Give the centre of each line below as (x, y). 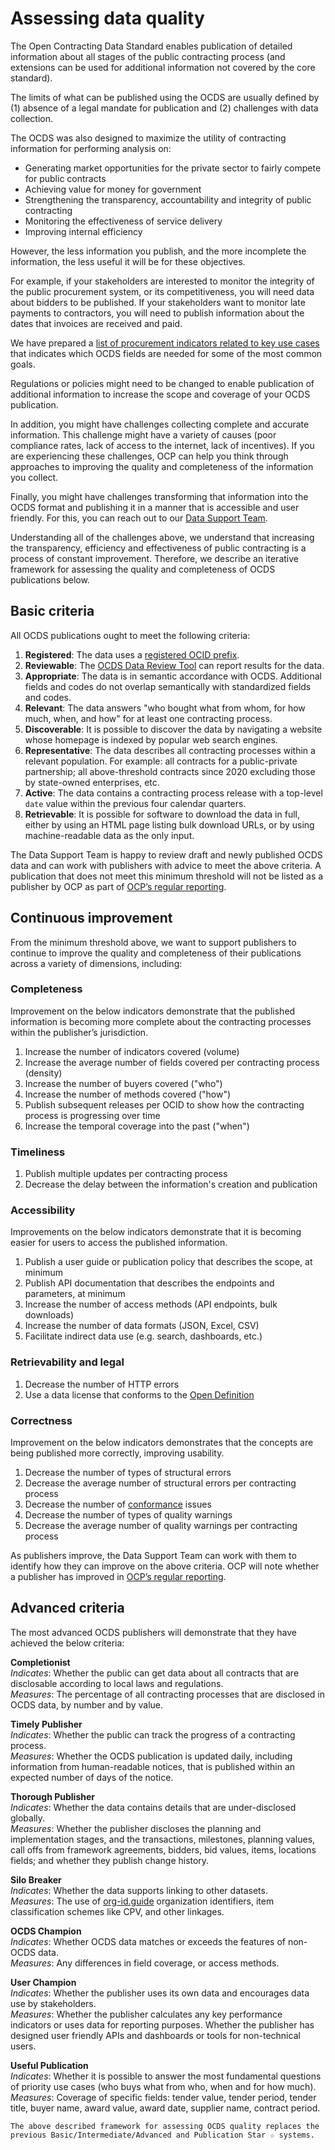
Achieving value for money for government (113, 189)
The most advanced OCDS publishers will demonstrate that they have (154, 1632)
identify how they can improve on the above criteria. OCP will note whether (165, 1566)
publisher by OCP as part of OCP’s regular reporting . (118, 886)
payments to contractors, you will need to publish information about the (157, 313)
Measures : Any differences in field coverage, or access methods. (145, 1963)
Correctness (41, 1420)
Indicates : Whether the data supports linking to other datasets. (139, 1890)
